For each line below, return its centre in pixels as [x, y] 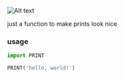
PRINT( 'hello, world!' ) [41, 68]
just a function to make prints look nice [62, 24]
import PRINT [26, 56]
